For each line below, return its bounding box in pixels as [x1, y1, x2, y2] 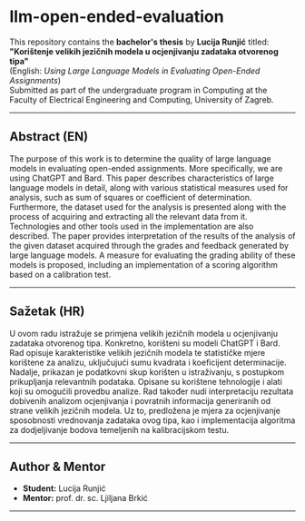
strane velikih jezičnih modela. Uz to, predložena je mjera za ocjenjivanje [9, 405, 281, 416]
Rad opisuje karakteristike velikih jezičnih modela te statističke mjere [9, 347, 266, 358]
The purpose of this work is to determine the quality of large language [9, 152, 271, 164]
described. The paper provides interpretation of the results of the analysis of [9, 230, 296, 241]
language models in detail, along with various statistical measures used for [9, 182, 289, 192]
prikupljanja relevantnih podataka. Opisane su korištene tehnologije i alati [9, 376, 283, 387]
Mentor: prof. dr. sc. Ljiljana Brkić [22, 493, 148, 504]
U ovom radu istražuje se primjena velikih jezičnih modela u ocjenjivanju [9, 328, 279, 339]
